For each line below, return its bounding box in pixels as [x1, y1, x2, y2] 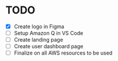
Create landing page [13, 36, 64, 43]
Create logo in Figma [13, 23, 65, 30]
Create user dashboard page [13, 43, 84, 50]
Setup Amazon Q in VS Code [13, 30, 84, 36]
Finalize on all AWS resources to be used [13, 49, 113, 56]
